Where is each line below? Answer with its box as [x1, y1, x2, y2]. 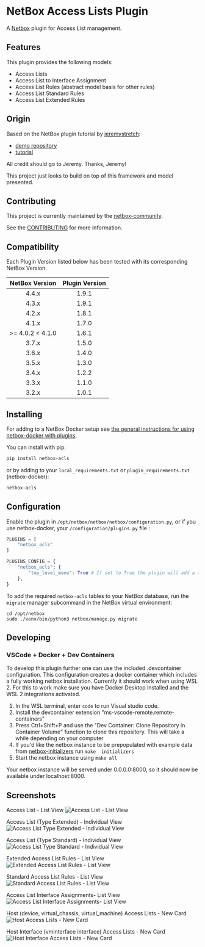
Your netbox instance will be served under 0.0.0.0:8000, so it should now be [6, 766, 198, 773]
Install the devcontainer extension [15, 709, 101, 716]
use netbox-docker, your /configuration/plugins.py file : [6, 524, 151, 531]
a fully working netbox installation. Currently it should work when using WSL [6, 677, 198, 685]
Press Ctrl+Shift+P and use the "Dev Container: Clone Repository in [15, 722, 185, 729]
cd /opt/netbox [6, 610, 45, 617]
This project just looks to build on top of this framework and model [6, 172, 174, 179]
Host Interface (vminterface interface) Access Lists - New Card [6, 928, 166, 935]
